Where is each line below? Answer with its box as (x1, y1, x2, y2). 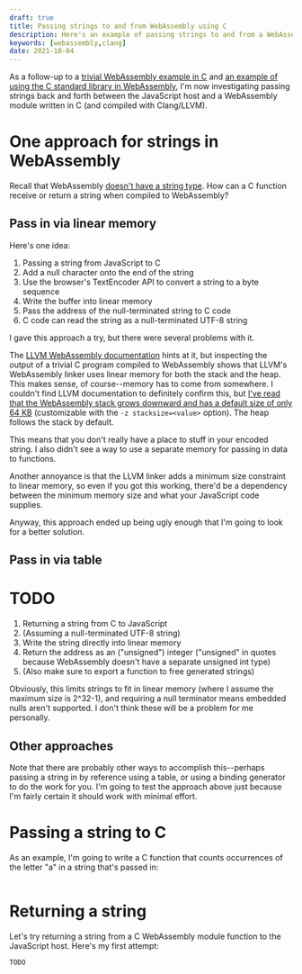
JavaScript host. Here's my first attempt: (9, 940, 159, 951)
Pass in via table (9, 553, 102, 568)
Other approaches (9, 738, 114, 753)
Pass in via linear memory (9, 216, 157, 231)
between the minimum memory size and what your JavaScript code (9, 490, 260, 501)
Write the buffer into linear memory (22, 295, 153, 306)
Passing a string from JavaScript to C (22, 257, 161, 268)
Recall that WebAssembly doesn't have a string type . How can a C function (9, 181, 288, 192)
